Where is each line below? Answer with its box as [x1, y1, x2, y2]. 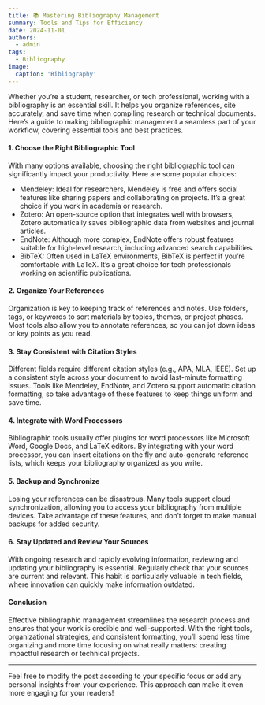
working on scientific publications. [19, 268, 132, 277]
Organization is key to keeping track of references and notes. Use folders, [8, 304, 248, 314]
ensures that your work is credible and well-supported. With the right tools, [8, 624, 252, 633]
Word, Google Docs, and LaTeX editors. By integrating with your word [8, 442, 234, 451]
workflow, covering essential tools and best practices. [8, 125, 184, 135]
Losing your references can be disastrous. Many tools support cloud [8, 494, 230, 503]
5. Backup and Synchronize [8, 477, 100, 486]
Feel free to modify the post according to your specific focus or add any [8, 671, 242, 681]
